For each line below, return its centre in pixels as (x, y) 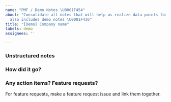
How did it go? (23, 69)
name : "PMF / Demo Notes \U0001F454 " (45, 10)
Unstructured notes (30, 55)
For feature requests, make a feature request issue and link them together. (83, 94)
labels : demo (19, 29)
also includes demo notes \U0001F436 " (51, 19)
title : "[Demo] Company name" (37, 24)
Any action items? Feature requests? (52, 83)
